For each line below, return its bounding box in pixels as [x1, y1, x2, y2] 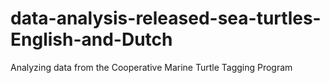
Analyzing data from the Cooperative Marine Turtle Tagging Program [10, 61, 293, 73]
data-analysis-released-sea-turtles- [10, 7, 322, 30]
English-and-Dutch [10, 28, 173, 51]
